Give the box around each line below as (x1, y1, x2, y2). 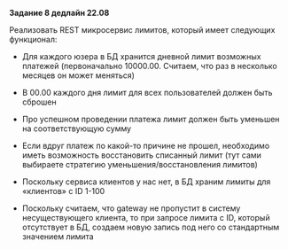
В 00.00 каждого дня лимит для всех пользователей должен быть (21, 88, 273, 97)
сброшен (21, 97, 57, 107)
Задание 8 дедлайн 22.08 (9, 8, 110, 18)
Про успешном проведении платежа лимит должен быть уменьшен (21, 114, 280, 124)
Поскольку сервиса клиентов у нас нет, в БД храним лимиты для (21, 176, 271, 187)
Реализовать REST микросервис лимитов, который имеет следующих (9, 25, 276, 35)
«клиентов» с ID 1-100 (21, 186, 105, 196)
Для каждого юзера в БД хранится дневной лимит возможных (21, 51, 261, 61)
